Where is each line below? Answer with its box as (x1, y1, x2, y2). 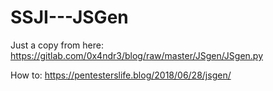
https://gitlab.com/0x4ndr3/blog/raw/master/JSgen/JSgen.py (10, 49, 264, 61)
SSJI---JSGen (10, 6, 129, 29)
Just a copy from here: (10, 39, 104, 51)
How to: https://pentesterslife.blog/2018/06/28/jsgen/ (10, 69, 232, 81)
